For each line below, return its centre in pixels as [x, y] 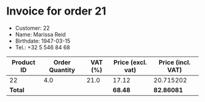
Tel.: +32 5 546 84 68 [42, 47]
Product [23, 62]
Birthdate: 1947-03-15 [43, 41]
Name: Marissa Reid [40, 34]
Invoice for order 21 [56, 11]
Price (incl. [174, 62]
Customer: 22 [32, 28]
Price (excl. [131, 62]
